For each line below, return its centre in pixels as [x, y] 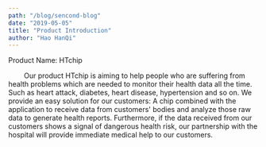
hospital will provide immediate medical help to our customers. [110, 135]
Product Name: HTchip [46, 60]
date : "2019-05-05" [40, 23]
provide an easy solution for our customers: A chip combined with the [122, 101]
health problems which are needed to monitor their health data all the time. [130, 84]
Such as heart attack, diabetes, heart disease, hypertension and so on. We [130, 93]
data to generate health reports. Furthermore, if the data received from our [130, 118]
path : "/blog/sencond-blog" [55, 15]
